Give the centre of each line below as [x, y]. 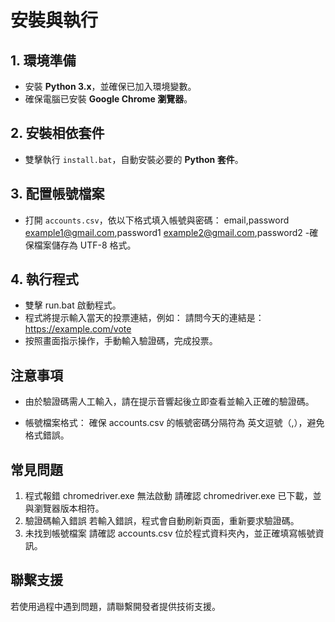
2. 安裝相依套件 [57, 133]
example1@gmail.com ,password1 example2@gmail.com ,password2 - [167, 232]
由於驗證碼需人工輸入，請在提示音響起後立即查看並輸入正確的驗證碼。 [169, 402]
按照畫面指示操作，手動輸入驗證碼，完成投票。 [121, 341]
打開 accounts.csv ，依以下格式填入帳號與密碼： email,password [157, 220]
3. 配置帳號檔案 [57, 194]
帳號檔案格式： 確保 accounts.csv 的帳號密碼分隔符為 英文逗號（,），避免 [174, 423]
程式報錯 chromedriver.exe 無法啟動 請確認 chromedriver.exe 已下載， [168, 496]
